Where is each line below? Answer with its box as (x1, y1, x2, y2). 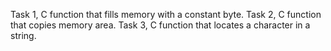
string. (10, 30, 37, 41)
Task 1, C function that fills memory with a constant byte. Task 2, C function (10, 9, 322, 20)
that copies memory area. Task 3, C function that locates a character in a (10, 19, 311, 31)
